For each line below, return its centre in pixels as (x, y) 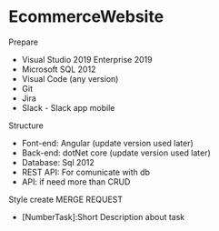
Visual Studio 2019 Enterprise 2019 (87, 59)
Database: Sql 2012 (58, 162)
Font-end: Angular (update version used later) (108, 143)
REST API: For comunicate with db (86, 172)
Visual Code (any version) (70, 78)
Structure (26, 126)
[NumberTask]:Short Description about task (103, 216)
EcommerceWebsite (86, 17)
